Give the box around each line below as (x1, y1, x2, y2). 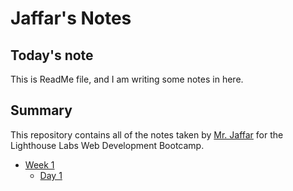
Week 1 (24, 158, 55, 171)
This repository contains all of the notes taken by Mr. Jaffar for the (10, 128, 284, 141)
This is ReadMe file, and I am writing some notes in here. (10, 73, 244, 85)
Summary (10, 102, 73, 119)
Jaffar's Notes (10, 7, 132, 30)
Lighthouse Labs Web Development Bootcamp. (10, 139, 205, 151)
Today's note (10, 47, 94, 64)
